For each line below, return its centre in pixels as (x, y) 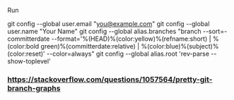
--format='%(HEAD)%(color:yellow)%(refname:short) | (131, 39)
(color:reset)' (27, 54)
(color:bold (23, 46)
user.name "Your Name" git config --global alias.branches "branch (104, 31)
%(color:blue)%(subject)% (180, 46)
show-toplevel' (29, 61)
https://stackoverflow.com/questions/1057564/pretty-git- (110, 79)
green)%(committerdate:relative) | (90, 46)
